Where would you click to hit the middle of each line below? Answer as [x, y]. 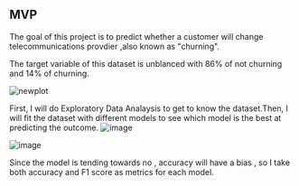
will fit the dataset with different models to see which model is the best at [145, 117]
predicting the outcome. [54, 127]
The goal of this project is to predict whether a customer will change [136, 36]
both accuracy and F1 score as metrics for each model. [112, 172]
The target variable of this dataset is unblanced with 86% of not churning [146, 63]
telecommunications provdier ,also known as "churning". [114, 46]
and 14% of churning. [50, 73]
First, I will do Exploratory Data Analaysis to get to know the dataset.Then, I [149, 108]
